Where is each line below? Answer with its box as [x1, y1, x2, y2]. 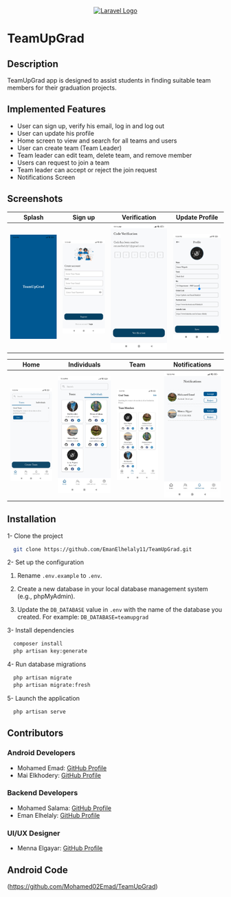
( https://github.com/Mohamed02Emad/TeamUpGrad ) [7, 882, 158, 890]
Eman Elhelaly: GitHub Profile [16, 811, 100, 819]
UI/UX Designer [7, 828, 60, 838]
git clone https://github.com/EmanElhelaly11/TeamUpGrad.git [13, 546, 192, 553]
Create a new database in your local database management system [16, 585, 208, 593]
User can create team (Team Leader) [16, 143, 122, 152]
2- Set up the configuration [7, 558, 85, 566]
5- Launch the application [7, 694, 80, 702]
